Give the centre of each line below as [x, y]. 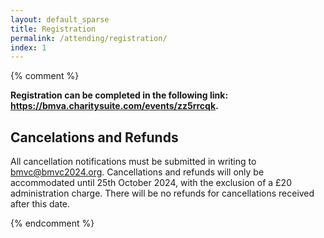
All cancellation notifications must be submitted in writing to [133, 162]
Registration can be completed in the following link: [119, 95]
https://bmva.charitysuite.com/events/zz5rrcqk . [114, 106]
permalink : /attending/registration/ [89, 38]
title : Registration [53, 29]
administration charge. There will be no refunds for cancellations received [162, 193]
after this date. [40, 204]
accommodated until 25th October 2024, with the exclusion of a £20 [151, 183]
